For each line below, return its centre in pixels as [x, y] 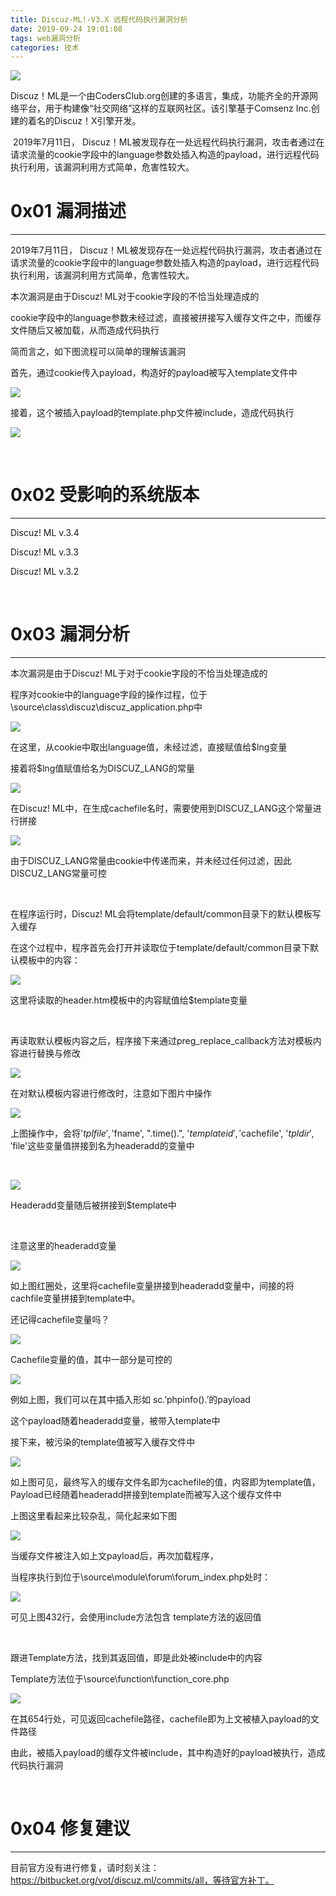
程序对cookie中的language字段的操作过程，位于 [109, 695]
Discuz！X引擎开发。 [97, 121]
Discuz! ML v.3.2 [45, 572]
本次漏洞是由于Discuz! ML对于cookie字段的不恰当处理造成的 [135, 297]
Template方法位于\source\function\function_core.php [120, 1679]
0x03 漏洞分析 [70, 634]
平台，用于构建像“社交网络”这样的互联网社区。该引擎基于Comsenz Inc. [165, 108]
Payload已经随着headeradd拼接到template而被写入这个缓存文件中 [146, 1495]
